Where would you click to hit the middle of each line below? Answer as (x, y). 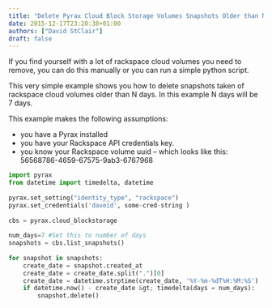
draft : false (30, 38)
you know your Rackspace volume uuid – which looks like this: (124, 152)
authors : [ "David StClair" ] (56, 31)
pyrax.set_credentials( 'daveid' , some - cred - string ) (99, 205)
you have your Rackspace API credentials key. (97, 143)
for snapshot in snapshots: (56, 258)
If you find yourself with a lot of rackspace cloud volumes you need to (125, 62)
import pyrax (30, 175)
